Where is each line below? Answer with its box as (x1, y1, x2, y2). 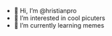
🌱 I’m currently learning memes (13, 21, 105, 29)
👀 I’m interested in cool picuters (13, 14, 106, 22)
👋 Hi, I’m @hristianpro (13, 7, 77, 15)
